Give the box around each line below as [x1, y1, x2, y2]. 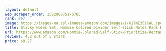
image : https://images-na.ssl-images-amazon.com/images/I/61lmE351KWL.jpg [5, 20, 163, 26]
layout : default [5, 7, 39, 12]
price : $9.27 [5, 39, 32, 44]
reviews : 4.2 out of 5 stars [5, 34, 65, 39]
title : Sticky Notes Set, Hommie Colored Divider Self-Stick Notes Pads [5, 25, 158, 30]
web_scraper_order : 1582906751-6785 [5, 12, 81, 17]
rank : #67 [5, 16, 26, 21]
